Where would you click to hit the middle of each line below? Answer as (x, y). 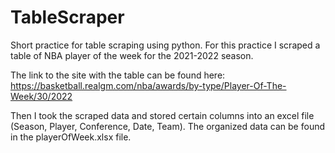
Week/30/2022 (41, 96)
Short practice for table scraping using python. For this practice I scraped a (165, 45)
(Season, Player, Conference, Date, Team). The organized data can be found (168, 126)
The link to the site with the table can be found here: (118, 75)
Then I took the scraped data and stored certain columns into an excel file (162, 115)
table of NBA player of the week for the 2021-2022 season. (132, 55)
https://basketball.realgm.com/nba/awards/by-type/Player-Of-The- (148, 85)
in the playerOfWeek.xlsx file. (71, 137)
